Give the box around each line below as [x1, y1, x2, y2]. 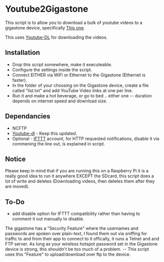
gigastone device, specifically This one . [5, 24, 85, 30]
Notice [5, 155, 26, 163]
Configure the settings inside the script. [12, 67, 92, 72]
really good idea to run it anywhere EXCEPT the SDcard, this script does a [5, 173, 154, 179]
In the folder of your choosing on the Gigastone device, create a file [12, 82, 149, 88]
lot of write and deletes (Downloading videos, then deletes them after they [5, 178, 155, 184]
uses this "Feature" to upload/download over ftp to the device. [5, 251, 131, 258]
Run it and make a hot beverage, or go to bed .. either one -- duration [12, 93, 152, 98]
